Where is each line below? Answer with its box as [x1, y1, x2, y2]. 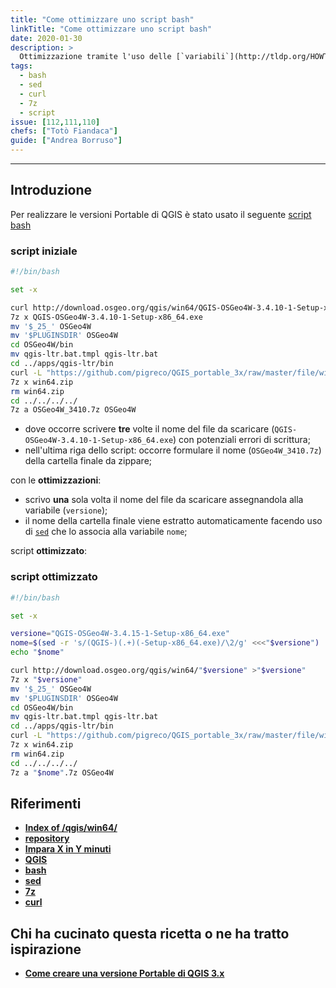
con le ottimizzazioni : [10, 474, 102, 486]
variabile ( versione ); [24, 504, 108, 516]
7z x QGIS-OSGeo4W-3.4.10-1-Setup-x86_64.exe [10, 312, 203, 322]
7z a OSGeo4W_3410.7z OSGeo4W [10, 405, 137, 415]
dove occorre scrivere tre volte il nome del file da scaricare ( [24, 423, 275, 435]
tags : [10, 61, 33, 71]
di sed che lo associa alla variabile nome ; [24, 526, 188, 538]
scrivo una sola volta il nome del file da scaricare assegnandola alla [24, 494, 304, 506]
